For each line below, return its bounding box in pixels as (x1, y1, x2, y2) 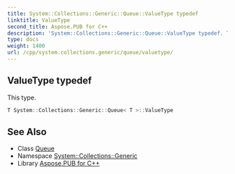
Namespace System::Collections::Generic (17, 152, 138, 160)
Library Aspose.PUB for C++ (17, 159, 100, 168)
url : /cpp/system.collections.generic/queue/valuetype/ (7, 49, 173, 56)
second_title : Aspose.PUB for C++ (7, 23, 108, 30)
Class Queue (17, 144, 55, 153)
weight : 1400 (7, 42, 45, 49)
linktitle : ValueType (7, 17, 71, 24)
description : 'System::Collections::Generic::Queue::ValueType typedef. (7, 29, 224, 37)
